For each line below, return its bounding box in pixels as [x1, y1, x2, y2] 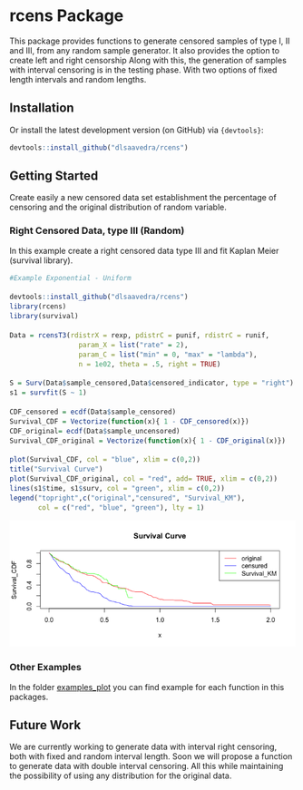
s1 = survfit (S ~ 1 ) [9, 388, 88, 397]
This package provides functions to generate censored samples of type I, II [9, 35, 290, 46]
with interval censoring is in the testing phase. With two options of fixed [9, 64, 278, 75]
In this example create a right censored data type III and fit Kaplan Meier [9, 245, 279, 256]
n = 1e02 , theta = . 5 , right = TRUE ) [78, 359, 221, 368]
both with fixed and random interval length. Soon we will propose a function [9, 751, 293, 762]
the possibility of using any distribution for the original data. [9, 770, 232, 781]
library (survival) [9, 312, 79, 321]
